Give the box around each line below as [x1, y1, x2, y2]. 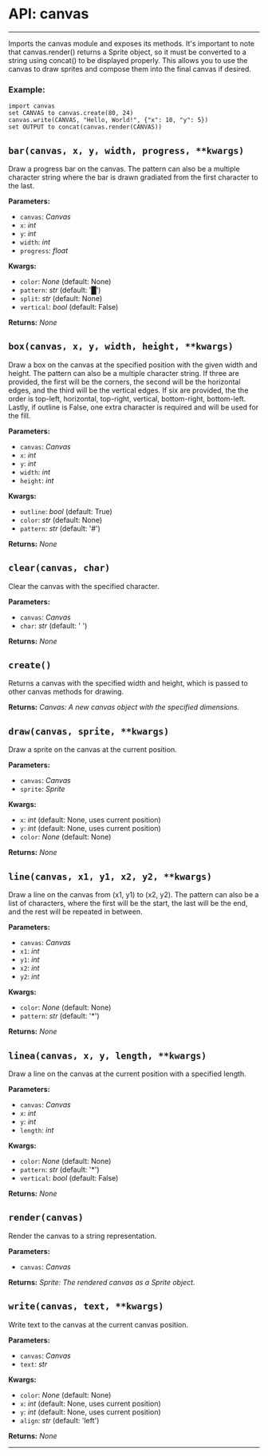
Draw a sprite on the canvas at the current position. [8, 745, 177, 754]
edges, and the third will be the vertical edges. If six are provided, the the [8, 385, 249, 395]
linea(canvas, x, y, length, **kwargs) [8, 1050, 207, 1062]
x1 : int [19, 947, 40, 956]
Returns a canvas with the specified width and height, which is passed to [8, 679, 249, 688]
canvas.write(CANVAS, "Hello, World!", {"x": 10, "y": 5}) [8, 117, 209, 125]
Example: [8, 84, 45, 95]
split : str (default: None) [19, 294, 103, 303]
